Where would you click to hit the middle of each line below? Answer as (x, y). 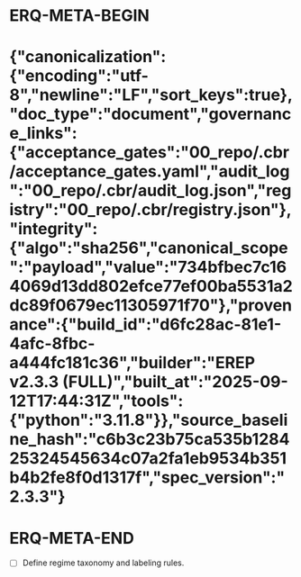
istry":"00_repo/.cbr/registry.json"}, (150, 210)
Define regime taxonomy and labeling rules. (103, 563)
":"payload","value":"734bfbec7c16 (148, 267)
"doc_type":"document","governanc (150, 114)
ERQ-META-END (72, 538)
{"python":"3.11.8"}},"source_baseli (149, 420)
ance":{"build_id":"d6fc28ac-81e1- (146, 325)
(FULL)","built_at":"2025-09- (175, 382)
